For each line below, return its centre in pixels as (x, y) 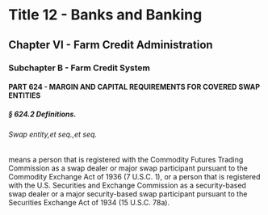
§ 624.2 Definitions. (42, 114)
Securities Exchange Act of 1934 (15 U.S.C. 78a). (89, 202)
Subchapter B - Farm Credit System (80, 68)
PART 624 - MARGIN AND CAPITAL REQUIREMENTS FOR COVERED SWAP (134, 87)
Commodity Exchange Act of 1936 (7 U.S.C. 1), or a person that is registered (134, 176)
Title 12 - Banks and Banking (105, 15)
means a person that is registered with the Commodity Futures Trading (126, 159)
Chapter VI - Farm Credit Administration (111, 45)
